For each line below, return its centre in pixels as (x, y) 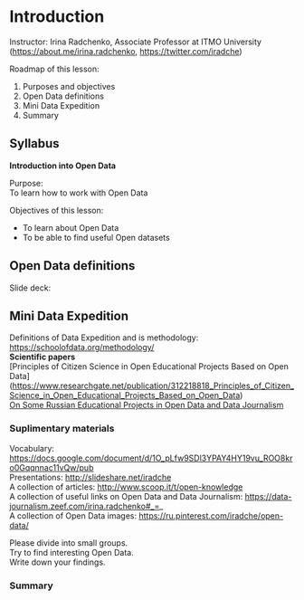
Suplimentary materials (62, 429)
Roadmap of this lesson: (54, 69)
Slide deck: (30, 288)
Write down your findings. (57, 562)
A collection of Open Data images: (73, 515)
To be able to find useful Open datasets (96, 237)
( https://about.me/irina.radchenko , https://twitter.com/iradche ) (126, 51)
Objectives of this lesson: (57, 210)
